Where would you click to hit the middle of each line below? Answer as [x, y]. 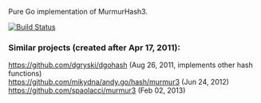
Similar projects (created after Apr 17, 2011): [95, 47]
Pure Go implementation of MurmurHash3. [78, 12]
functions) [25, 73]
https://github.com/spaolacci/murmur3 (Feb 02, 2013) [97, 90]
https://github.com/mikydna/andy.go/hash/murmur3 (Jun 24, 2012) [119, 82]
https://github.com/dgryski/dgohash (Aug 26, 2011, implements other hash [130, 65]
